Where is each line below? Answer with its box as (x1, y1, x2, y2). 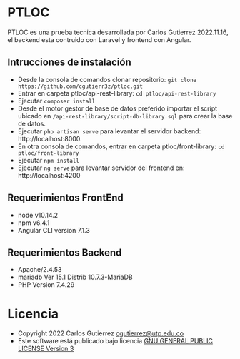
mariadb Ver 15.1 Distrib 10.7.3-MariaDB (17, 273, 134, 282)
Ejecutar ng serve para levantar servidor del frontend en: (17, 163, 185, 172)
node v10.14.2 (17, 211, 59, 219)
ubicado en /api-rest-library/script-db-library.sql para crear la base (17, 111, 233, 120)
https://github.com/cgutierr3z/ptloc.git (17, 83, 143, 90)
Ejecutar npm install (17, 156, 80, 164)
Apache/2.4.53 (17, 266, 62, 274)
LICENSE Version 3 (17, 344, 74, 353)
